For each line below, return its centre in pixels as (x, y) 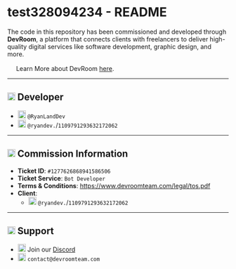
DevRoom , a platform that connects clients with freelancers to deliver (108, 39)
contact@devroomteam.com (64, 260)
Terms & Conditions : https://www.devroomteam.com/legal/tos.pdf (114, 185)
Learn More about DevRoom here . (65, 68)
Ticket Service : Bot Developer (61, 178)
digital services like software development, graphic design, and (120, 46)
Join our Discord (51, 249)
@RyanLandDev (46, 117)
